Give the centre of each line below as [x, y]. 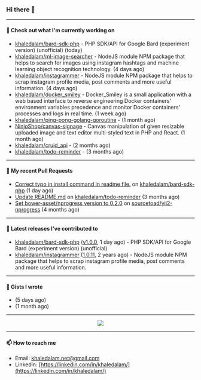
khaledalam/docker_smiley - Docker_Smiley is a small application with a [103, 94]
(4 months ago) [60, 209]
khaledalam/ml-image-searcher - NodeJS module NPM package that [100, 56]
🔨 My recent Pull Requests [39, 171]
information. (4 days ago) [46, 88]
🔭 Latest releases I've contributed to [52, 229]
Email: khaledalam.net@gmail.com [57, 358]
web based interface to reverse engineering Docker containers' [93, 100]
